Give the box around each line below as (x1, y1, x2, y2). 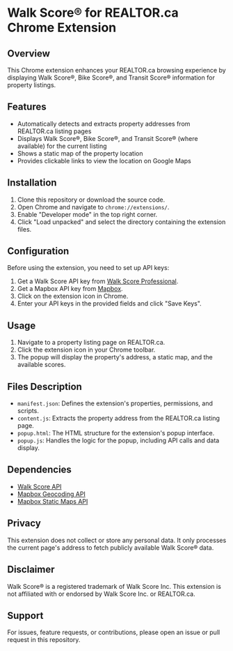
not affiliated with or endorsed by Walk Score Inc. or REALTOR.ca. (7, 590, 196, 598)
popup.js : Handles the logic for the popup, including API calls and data (17, 436, 220, 444)
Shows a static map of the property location (17, 149, 143, 158)
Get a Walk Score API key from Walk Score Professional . (17, 277, 179, 285)
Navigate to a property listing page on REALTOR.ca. (17, 338, 166, 347)
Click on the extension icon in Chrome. (17, 292, 129, 301)
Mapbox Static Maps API (17, 497, 88, 505)
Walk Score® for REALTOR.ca (7, 5, 179, 21)
